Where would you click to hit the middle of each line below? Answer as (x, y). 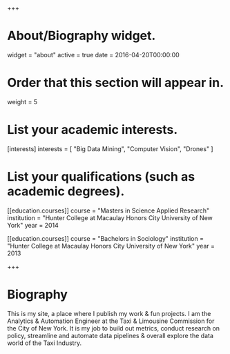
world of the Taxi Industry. (44, 343)
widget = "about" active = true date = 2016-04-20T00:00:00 (93, 55)
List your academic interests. (93, 130)
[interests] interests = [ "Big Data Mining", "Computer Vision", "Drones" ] (110, 148)
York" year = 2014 (33, 225)
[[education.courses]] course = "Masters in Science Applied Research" (108, 210)
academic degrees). (66, 191)
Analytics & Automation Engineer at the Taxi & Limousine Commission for (111, 321)
